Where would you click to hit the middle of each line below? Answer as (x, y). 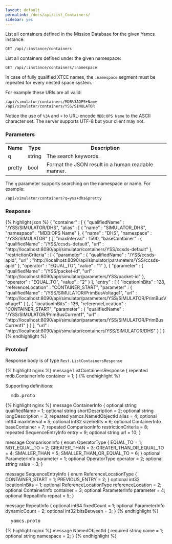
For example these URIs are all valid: (44, 93)
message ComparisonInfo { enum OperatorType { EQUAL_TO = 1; (74, 442)
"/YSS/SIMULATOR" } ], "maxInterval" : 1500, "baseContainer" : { (74, 238)
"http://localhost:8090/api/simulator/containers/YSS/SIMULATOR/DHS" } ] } (85, 331)
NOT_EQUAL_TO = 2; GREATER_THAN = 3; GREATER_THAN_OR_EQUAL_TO (85, 448)
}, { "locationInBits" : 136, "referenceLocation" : (76, 303)
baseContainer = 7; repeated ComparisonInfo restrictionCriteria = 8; (77, 427)
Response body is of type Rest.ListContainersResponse (64, 360)
